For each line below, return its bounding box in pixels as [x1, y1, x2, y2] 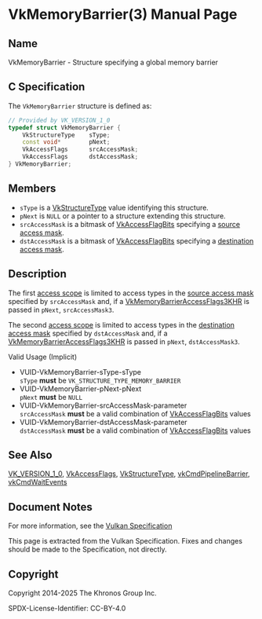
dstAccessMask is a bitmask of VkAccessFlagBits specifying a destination [19, 236, 254, 245]
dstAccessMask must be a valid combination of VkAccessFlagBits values [19, 426, 251, 435]
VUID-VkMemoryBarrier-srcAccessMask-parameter [19, 401, 187, 410]
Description [8, 267, 67, 280]
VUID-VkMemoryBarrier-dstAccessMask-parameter [19, 417, 187, 427]
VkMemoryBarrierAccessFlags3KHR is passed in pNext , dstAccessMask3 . [8, 336, 241, 346]
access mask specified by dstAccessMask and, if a [8, 328, 168, 338]
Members [8, 182, 56, 196]
